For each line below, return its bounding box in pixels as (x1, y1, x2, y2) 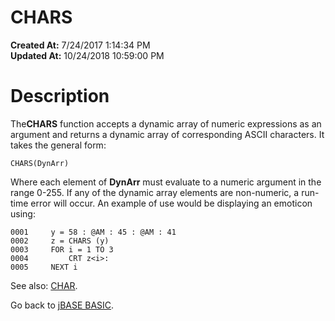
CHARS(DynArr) (10, 158, 70, 168)
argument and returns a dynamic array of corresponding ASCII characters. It (10, 128, 325, 140)
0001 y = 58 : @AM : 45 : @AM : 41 (10, 227, 177, 237)
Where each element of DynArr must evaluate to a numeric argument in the (10, 176, 322, 188)
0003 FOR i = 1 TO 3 (10, 244, 114, 255)
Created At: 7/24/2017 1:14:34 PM (10, 39, 151, 51)
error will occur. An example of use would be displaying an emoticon (30, 197, 313, 209)
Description (10, 85, 110, 108)
